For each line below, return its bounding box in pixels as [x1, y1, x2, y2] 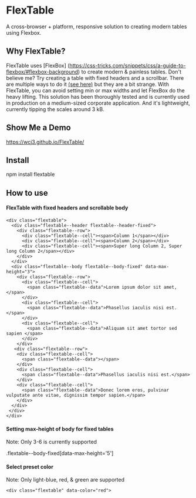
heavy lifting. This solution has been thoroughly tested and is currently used [6, 93, 190, 100]
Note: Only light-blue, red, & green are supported [6, 476, 125, 483]
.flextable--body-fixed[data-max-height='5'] [6, 450, 114, 457]
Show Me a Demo [6, 123, 72, 133]
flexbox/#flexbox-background [6, 68, 78, 75]
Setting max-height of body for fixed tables [6, 425, 114, 432]
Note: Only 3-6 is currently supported [6, 439, 97, 446]
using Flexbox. [6, 29, 42, 36]
